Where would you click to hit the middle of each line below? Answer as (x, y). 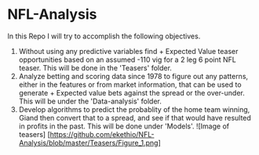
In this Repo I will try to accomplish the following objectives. (104, 36)
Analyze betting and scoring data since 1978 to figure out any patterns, (133, 76)
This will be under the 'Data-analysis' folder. (90, 101)
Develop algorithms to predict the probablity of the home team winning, (134, 109)
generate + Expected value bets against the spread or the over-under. (131, 92)
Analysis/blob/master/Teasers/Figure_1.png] (90, 142)
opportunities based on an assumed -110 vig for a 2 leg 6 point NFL (127, 59)
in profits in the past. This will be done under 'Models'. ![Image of (124, 126)
